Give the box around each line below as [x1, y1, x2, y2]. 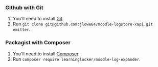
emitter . [12, 26, 31, 32]
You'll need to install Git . [12, 16, 64, 22]
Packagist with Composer [5, 39, 71, 46]
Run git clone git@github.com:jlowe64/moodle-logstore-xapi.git [12, 21, 153, 27]
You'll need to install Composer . [12, 50, 80, 57]
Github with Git [5, 4, 43, 11]
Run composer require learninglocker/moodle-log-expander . [12, 56, 141, 62]
